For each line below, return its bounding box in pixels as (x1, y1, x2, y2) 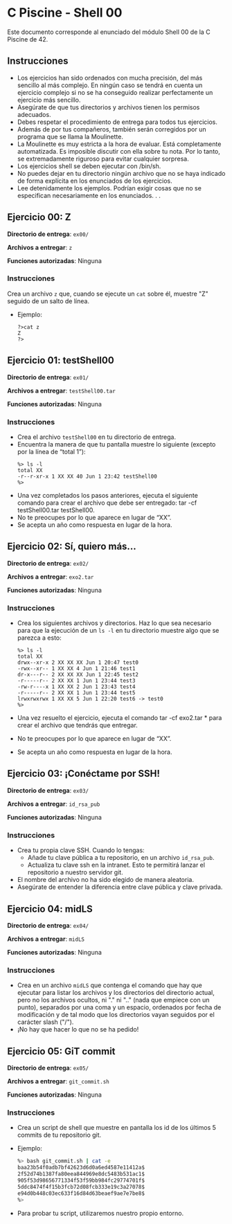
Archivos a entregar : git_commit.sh (7, 1077, 109, 1086)
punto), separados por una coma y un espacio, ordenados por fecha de (17, 1003, 222, 1011)
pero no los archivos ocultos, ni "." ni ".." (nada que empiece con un (17, 996, 210, 1005)
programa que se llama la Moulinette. (17, 132, 123, 141)
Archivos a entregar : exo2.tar (7, 573, 94, 581)
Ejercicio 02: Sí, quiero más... (7, 541, 136, 552)
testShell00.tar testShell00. (17, 505, 95, 514)
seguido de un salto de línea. (7, 296, 90, 305)
